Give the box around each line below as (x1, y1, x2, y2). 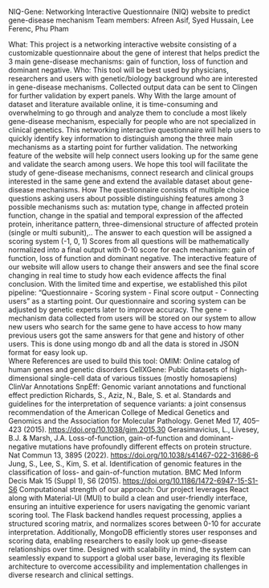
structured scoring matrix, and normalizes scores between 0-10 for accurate (8, 519, 261, 528)
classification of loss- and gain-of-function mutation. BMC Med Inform (8, 467, 243, 477)
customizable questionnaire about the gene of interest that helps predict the (8, 48, 260, 57)
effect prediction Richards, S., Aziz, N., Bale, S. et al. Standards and (8, 391, 231, 400)
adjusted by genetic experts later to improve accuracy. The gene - (8, 305, 227, 314)
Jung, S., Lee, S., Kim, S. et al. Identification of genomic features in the (8, 459, 243, 468)
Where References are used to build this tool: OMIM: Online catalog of (8, 356, 240, 366)
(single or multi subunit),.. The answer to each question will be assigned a (8, 228, 253, 237)
